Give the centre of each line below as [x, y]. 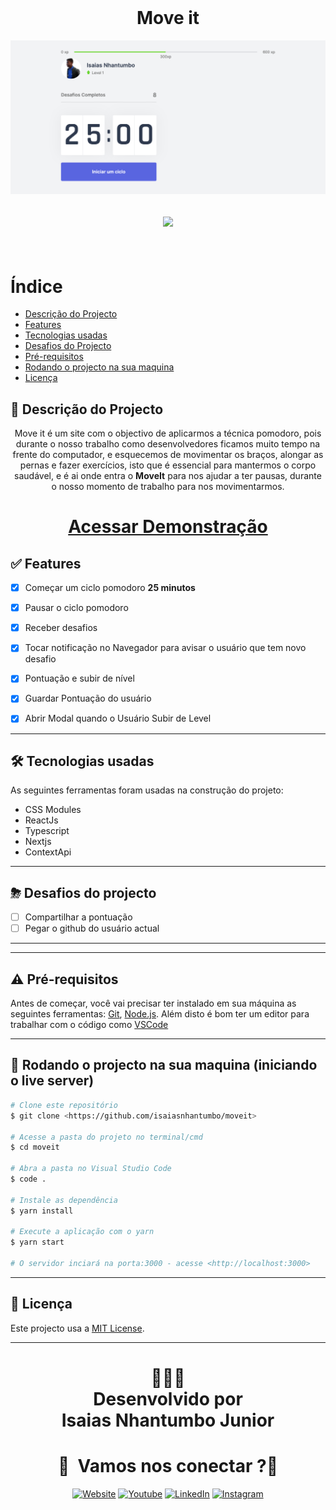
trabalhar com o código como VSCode [89, 1025]
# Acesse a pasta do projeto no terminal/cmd [106, 1137]
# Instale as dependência [64, 1200]
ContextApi [48, 852]
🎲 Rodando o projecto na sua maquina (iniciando [164, 1065]
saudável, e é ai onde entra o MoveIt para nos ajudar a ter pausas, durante [168, 476]
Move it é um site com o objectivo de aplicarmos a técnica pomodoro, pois [168, 433]
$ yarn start [37, 1242]
